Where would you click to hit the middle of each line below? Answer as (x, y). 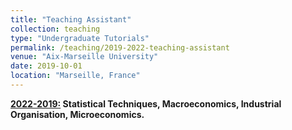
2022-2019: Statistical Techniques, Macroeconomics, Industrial (146, 103)
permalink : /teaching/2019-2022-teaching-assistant (120, 47)
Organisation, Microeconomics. (77, 114)
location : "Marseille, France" (75, 76)
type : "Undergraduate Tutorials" (80, 38)
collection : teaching (55, 29)
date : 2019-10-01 (46, 66)
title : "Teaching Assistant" (71, 19)
